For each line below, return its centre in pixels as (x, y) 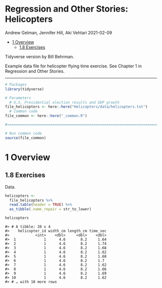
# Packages (16, 84)
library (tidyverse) (25, 89)
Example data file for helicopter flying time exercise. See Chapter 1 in (74, 66)
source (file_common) (26, 138)
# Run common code (23, 133)
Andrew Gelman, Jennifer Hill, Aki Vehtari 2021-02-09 (59, 32)
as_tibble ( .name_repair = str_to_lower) (50, 209)
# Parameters (18, 98)
